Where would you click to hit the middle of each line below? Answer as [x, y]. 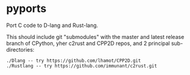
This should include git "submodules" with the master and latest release [95, 37]
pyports [26, 9]
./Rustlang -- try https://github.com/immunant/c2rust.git [82, 66]
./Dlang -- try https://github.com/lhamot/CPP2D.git [74, 61]
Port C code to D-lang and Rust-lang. [52, 25]
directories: [20, 49]
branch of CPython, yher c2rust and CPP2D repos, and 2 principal [88, 43]
